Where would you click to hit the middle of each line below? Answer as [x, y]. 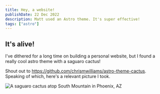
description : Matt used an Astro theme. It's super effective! [73, 19]
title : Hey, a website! [30, 10]
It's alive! [20, 44]
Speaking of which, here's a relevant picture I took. [58, 76]
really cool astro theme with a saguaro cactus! [53, 61]
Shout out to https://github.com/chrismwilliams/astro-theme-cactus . [76, 71]
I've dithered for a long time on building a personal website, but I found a [80, 56]
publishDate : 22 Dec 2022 [32, 14]
